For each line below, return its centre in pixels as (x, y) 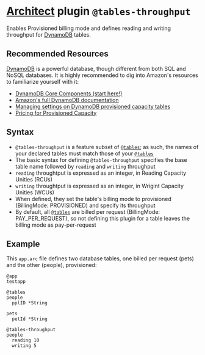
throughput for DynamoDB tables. (49, 34)
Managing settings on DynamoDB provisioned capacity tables (93, 106)
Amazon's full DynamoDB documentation (67, 100)
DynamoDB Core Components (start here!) (69, 93)
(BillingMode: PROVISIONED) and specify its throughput (85, 205)
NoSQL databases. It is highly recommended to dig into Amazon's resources (102, 75)
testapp (16, 282)
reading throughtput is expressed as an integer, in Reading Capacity (101, 173)
